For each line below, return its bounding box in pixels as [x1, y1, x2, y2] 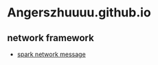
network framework [7, 32, 94, 44]
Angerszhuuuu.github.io [7, 5, 151, 21]
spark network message [16, 50, 86, 58]
